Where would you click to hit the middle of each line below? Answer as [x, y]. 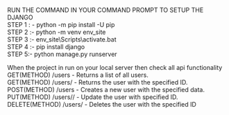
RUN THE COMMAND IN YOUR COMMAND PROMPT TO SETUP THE [105, 10]
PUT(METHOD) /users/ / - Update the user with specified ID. [93, 97]
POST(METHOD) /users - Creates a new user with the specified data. [106, 90]
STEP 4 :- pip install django [46, 47]
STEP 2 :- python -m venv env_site [57, 32]
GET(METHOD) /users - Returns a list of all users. [78, 75]
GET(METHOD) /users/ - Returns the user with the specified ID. [97, 82]
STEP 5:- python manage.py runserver [62, 54]
